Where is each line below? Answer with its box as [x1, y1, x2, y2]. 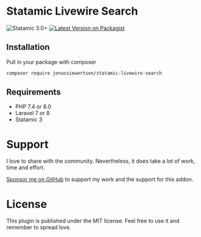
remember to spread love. [6, 224, 71, 231]
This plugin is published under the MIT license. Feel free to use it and [6, 218, 180, 225]
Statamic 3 [15, 116, 43, 123]
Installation [6, 42, 50, 52]
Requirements [6, 87, 61, 97]
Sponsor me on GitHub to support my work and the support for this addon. [6, 175, 194, 183]
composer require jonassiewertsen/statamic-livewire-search [6, 70, 163, 76]
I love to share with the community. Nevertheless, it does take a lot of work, [6, 157, 196, 165]
